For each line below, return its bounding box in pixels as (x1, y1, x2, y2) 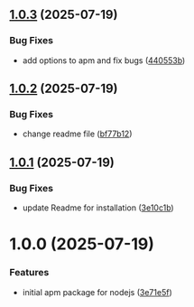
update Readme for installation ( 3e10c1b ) (22, 202, 174, 213)
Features (9, 266, 50, 279)
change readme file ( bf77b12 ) (22, 128, 133, 139)
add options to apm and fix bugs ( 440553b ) (22, 54, 186, 66)
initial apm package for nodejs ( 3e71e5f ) (22, 286, 173, 297)
